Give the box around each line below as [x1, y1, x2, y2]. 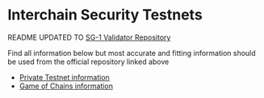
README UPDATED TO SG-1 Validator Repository [7, 32, 171, 42]
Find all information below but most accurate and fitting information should [7, 48, 256, 58]
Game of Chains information [19, 81, 114, 91]
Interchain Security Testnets [7, 6, 203, 24]
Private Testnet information [19, 72, 110, 82]
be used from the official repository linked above [7, 57, 170, 66]
